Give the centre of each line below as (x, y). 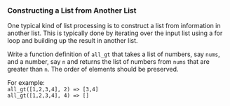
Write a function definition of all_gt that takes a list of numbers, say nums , (114, 54)
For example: (26, 83)
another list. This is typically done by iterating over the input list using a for (115, 33)
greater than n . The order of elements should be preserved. (93, 69)
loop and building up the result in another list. (73, 41)
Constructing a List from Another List (72, 11)
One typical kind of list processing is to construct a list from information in (114, 26)
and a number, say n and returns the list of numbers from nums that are (109, 62)
